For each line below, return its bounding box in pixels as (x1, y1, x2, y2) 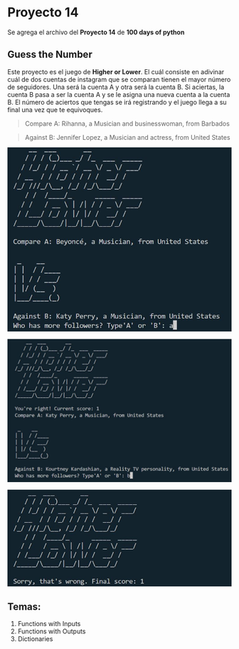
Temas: (7, 601, 41, 613)
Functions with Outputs (17, 627, 86, 635)
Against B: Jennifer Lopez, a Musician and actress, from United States (24, 133, 230, 141)
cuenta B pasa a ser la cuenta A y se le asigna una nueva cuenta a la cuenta (7, 90, 230, 98)
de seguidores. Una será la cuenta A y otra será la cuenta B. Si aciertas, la (7, 83, 225, 91)
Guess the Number (7, 48, 92, 61)
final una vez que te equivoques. (7, 105, 103, 114)
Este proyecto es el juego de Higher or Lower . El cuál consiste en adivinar (7, 67, 225, 76)
